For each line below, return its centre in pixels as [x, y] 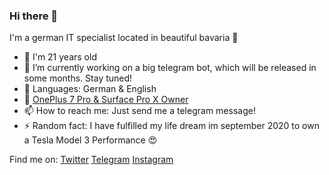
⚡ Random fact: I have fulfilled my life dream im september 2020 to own [171, 126]
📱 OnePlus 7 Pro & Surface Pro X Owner [106, 100]
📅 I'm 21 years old [60, 57]
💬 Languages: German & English [90, 89]
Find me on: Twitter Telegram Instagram [91, 160]
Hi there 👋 [34, 16]
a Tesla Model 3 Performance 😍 [90, 140]
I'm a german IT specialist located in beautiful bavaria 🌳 [124, 38]
